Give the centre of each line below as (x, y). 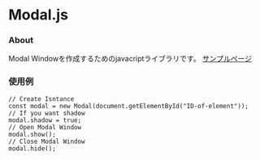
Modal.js (39, 15)
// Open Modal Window (45, 127)
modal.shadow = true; (45, 120)
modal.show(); (32, 134)
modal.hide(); (32, 148)
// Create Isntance (41, 99)
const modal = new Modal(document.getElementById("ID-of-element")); (129, 106)
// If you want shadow (47, 113)
